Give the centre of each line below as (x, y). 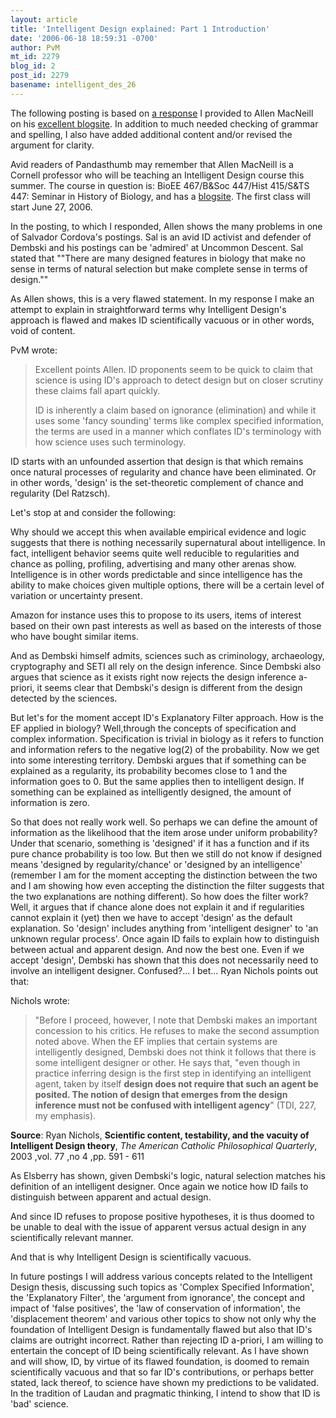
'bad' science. (39, 1403)
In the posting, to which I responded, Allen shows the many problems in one (166, 226)
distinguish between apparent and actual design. (111, 1197)
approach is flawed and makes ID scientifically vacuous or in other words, (162, 320)
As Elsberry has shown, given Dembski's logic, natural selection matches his (168, 1175)
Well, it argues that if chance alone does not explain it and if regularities (157, 907)
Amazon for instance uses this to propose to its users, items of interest (156, 615)
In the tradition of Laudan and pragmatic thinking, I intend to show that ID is (165, 1393)
